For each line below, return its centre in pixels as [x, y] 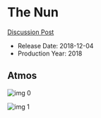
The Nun [33, 12]
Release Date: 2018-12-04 [55, 45]
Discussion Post [31, 32]
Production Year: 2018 [50, 53]
